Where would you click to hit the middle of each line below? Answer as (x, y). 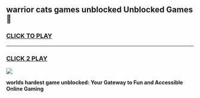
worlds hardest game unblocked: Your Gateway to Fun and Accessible (95, 82)
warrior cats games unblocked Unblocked (85, 10)
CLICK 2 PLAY (27, 58)
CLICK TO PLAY (29, 36)
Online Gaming (25, 88)
